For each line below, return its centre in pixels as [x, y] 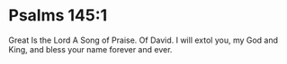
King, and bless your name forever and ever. [90, 49]
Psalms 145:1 [58, 16]
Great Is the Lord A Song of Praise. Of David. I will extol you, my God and [143, 40]
